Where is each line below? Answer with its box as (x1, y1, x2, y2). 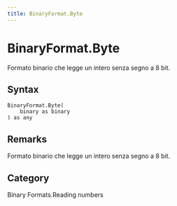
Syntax (7, 83, 39, 95)
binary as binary (20, 108, 71, 115)
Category (7, 172, 50, 184)
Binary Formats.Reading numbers (7, 191, 104, 199)
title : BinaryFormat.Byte (7, 10, 83, 17)
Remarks (7, 133, 48, 145)
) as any (7, 115, 33, 122)
